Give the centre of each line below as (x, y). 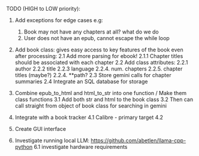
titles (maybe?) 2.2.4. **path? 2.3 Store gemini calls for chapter (93, 75)
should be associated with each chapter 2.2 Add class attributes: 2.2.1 (101, 62)
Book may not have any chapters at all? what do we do (91, 32)
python (24, 147)
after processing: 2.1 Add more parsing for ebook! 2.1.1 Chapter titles (99, 56)
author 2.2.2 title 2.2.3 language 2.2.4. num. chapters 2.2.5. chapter (99, 69)
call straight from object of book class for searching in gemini (91, 106)
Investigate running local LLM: (52, 140)
